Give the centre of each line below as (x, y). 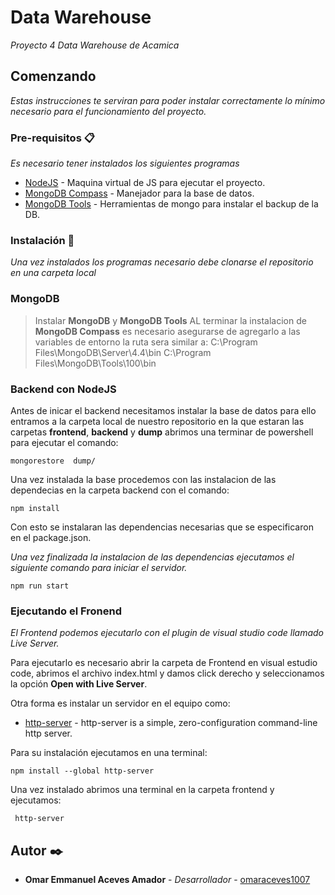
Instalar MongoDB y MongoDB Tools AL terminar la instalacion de (170, 320)
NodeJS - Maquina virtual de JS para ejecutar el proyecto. (145, 183)
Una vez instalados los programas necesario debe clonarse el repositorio (162, 262)
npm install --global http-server (82, 771)
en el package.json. (51, 537)
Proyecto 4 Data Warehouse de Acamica (95, 45)
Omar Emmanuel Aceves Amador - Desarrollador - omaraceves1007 (167, 880)
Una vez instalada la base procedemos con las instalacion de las (143, 479)
